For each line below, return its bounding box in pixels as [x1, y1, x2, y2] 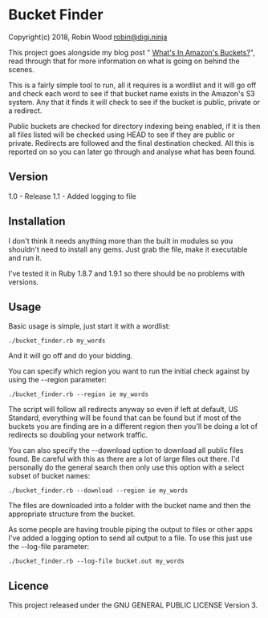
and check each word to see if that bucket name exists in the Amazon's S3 [8, 88, 255, 98]
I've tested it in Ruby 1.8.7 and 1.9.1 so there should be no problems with [8, 269, 245, 278]
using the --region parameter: [8, 375, 107, 385]
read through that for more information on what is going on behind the [8, 56, 240, 66]
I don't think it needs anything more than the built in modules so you [8, 236, 233, 245]
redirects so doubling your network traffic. [8, 430, 148, 440]
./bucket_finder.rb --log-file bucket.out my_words [8, 557, 185, 566]
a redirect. [8, 106, 43, 115]
